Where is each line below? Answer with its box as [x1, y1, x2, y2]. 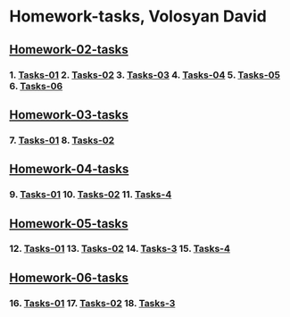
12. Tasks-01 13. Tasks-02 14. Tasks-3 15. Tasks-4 [9, 243, 230, 255]
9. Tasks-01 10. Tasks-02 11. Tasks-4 [9, 188, 172, 201]
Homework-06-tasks [9, 270, 129, 285]
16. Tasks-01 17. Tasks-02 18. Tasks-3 [9, 296, 176, 309]
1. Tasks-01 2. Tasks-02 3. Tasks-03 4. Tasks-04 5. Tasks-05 [9, 69, 281, 81]
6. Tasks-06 [9, 79, 63, 92]
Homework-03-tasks [9, 107, 129, 122]
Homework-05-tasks [9, 216, 128, 231]
